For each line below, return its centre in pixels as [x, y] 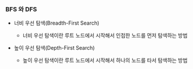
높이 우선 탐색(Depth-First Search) [54, 48]
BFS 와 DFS [21, 9]
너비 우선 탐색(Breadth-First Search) [57, 23]
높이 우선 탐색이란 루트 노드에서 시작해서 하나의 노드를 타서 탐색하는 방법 [105, 60]
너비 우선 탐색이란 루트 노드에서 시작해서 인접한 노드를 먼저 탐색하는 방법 [105, 36]
